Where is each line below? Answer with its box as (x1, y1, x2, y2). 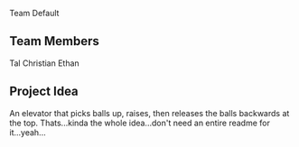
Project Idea (9, 84, 79, 99)
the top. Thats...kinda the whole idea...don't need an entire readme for (9, 117, 271, 128)
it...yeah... (9, 126, 47, 138)
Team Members (9, 33, 99, 49)
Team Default (9, 8, 60, 18)
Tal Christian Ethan (9, 58, 79, 69)
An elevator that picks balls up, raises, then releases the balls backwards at (9, 107, 290, 118)
